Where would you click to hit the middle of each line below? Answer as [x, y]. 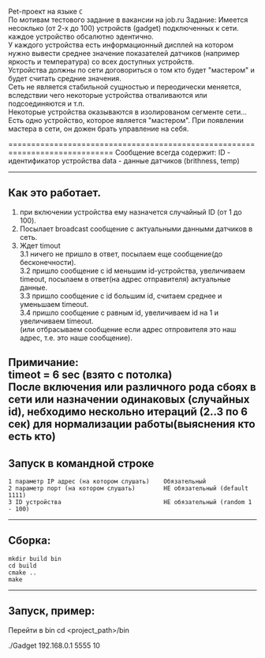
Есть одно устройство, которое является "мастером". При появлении [126, 120]
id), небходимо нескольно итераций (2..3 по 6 [128, 412]
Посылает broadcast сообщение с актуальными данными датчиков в [136, 229]
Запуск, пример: [52, 611]
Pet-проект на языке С [45, 11]
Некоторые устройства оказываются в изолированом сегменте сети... [127, 112]
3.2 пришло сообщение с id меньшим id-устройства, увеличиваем [132, 271]
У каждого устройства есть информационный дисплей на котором [121, 45]
